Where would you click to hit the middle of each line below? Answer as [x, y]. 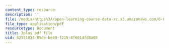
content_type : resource [30, 10]
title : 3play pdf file [29, 33]
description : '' [22, 14]
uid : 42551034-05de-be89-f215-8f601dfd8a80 [52, 38]
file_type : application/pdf [35, 24]
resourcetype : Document [30, 28]
